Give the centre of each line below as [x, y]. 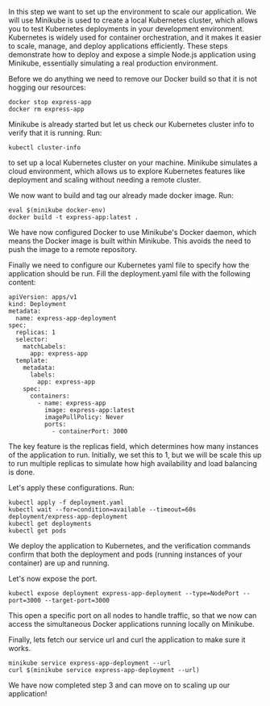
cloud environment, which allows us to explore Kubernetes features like [127, 171]
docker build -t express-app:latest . [73, 217]
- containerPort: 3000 [89, 431]
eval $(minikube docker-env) [57, 210]
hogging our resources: [47, 87]
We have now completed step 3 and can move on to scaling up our [119, 685]
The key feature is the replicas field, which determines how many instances [134, 446]
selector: [32, 339]
